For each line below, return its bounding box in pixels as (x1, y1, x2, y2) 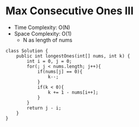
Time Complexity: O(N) (14, 24, 70, 31)
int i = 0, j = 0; (27, 58, 72, 64)
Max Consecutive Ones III (5, 4, 134, 18)
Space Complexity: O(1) (14, 30, 72, 37)
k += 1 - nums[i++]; (47, 89, 99, 96)
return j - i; (27, 105, 62, 111)
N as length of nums (22, 36, 73, 43)
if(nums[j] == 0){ (37, 68, 83, 75)
